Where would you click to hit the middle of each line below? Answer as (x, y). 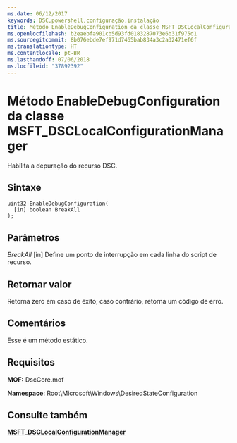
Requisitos (31, 362)
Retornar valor (39, 284)
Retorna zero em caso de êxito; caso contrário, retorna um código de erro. (115, 301)
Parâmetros (34, 238)
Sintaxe (24, 187)
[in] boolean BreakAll (47, 210)
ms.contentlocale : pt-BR (44, 54)
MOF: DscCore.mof (36, 379)
